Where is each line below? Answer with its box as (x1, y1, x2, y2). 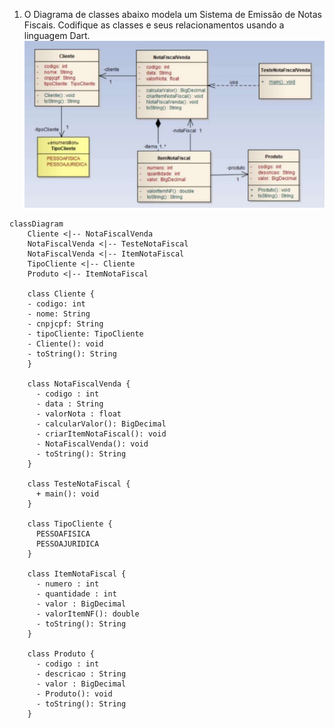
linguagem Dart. (23, 30, 91, 41)
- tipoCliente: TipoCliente (27, 329, 144, 339)
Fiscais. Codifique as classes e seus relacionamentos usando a (23, 19, 285, 31)
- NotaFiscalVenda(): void (35, 439, 149, 449)
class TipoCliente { (27, 519, 113, 529)
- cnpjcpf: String (27, 319, 104, 329)
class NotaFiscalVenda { (27, 379, 131, 389)
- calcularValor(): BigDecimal (35, 419, 167, 429)
